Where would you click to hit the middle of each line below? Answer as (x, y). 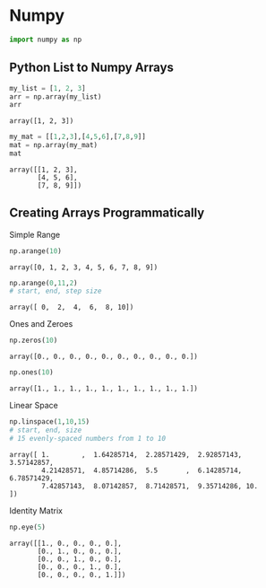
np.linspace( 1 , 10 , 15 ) (50, 422)
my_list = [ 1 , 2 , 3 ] (48, 88)
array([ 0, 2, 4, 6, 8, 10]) (72, 307)
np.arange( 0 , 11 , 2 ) (43, 283)
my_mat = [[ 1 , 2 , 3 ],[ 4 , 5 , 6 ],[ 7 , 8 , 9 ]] (77, 137)
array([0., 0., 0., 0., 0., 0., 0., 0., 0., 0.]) (104, 357)
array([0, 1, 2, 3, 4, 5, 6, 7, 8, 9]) (84, 267)
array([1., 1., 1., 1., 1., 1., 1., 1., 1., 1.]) (104, 389)
